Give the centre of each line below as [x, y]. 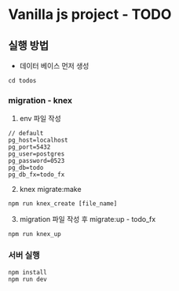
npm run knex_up [35, 234]
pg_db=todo [26, 168]
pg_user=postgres [37, 154]
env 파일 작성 [40, 119]
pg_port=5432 [29, 147]
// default [26, 134]
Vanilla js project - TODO [90, 15]
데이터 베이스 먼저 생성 [54, 66]
